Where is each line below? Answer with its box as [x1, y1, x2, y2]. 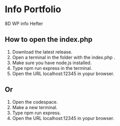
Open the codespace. [12, 98, 58, 105]
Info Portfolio [5, 4, 62, 15]
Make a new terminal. [12, 104, 58, 110]
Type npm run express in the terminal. [12, 65, 92, 71]
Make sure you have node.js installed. [12, 60, 92, 66]
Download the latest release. [12, 48, 73, 55]
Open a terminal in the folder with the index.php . [12, 54, 115, 60]
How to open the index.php [5, 35, 93, 44]
